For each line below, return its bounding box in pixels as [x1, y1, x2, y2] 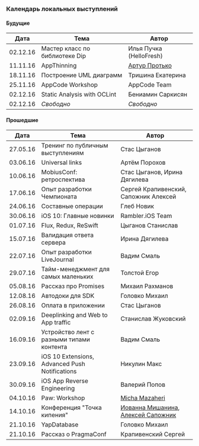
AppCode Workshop [41, 81, 98, 89]
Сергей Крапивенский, [120, 185, 187, 194]
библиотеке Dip [41, 52, 86, 60]
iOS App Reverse [41, 377, 89, 385]
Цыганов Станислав [120, 222, 178, 230]
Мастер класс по [41, 44, 91, 53]
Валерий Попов [120, 381, 166, 389]
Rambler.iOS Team [120, 212, 172, 220]
